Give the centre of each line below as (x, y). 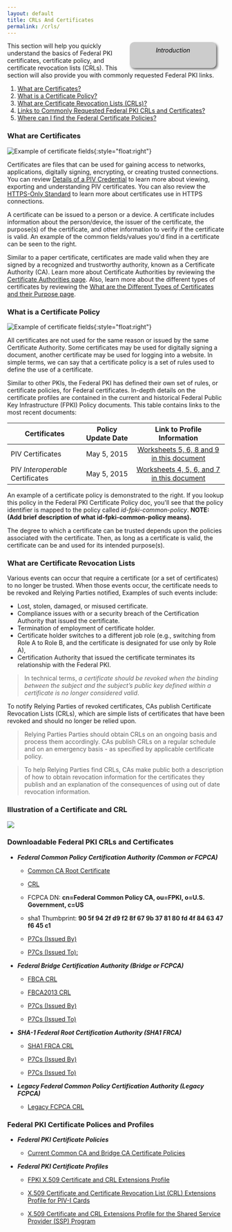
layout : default (30, 13)
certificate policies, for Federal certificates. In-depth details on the (101, 390)
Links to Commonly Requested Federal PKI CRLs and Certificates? (111, 110)
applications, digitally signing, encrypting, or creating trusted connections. (113, 172)
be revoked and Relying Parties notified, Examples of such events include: (113, 593)
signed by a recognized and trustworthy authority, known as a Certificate (111, 264)
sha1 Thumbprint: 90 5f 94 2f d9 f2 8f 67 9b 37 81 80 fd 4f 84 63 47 (125, 918)
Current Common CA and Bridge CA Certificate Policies (106, 1153)
